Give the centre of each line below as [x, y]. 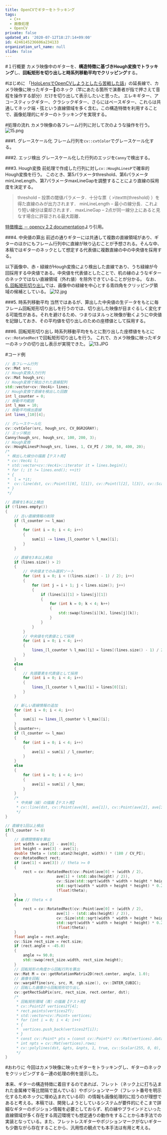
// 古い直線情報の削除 [34, 516]
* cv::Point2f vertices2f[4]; [47, 1006]
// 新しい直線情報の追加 [36, 706]
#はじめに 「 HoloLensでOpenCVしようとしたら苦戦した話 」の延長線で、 [80, 83]
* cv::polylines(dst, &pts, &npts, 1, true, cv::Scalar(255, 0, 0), [89, 1048]
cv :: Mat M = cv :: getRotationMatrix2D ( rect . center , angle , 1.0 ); [82, 974]
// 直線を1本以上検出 [24, 502]
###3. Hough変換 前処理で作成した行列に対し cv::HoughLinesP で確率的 [78, 168]
